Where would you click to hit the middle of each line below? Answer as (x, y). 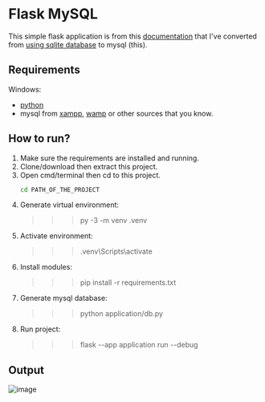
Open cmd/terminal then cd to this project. (90, 175)
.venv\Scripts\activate (116, 252)
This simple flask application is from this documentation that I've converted (132, 36)
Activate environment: (57, 236)
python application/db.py (121, 314)
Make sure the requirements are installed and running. (109, 158)
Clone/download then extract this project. (89, 166)
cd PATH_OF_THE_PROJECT (60, 189)
